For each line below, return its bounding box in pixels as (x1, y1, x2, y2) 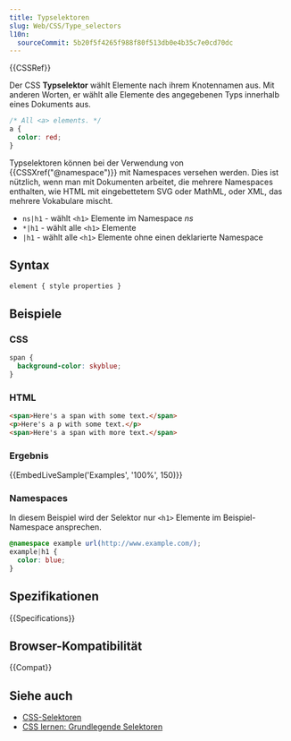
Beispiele (9, 306, 62, 321)
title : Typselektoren (9, 13, 90, 22)
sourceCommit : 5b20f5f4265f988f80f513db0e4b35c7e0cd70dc (17, 38, 234, 47)
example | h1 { (9, 548, 58, 557)
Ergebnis (9, 449, 49, 462)
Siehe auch (9, 688, 73, 703)
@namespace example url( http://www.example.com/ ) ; (9, 539, 202, 549)
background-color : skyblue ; (17, 362, 122, 370)
